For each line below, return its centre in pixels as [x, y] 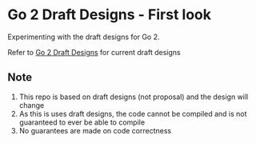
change [32, 105]
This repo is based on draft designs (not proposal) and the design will [134, 97]
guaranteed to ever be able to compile [82, 122]
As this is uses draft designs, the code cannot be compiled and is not [133, 113]
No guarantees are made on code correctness [95, 130]
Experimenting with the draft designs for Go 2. [84, 37]
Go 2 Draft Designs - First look [109, 15]
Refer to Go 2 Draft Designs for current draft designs [94, 52]
